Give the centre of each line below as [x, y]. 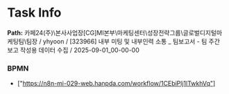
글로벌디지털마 [203, 32]
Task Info [34, 13]
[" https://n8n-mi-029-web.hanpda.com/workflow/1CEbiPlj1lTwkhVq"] [116, 84]
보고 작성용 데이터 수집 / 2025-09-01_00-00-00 [74, 50]
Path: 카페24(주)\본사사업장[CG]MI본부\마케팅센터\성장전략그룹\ [95, 32]
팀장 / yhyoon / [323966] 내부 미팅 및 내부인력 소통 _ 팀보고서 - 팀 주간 [123, 41]
